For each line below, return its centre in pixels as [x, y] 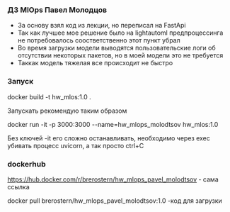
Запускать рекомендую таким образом [67, 111]
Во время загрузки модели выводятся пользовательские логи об [116, 48]
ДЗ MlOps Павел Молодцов [57, 10]
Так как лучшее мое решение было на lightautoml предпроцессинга [120, 33]
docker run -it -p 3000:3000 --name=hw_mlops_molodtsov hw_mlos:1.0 [113, 124]
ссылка [18, 186]
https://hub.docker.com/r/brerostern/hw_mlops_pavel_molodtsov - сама [113, 179]
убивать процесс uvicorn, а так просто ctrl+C [76, 145]
